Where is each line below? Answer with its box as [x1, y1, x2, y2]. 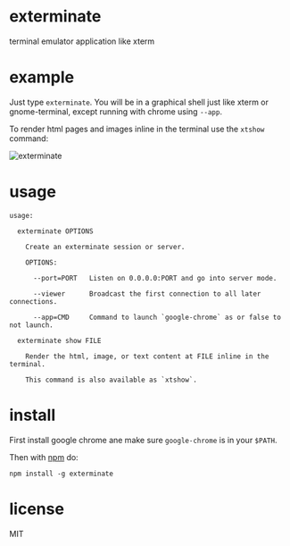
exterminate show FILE [17, 336, 102, 345]
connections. [9, 297, 58, 306]
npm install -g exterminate [9, 469, 114, 478]
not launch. [9, 320, 54, 330]
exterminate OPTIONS [17, 226, 94, 236]
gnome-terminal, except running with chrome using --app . [9, 105, 223, 117]
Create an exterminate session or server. [25, 242, 186, 251]
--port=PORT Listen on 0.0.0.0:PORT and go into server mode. [32, 273, 278, 282]
